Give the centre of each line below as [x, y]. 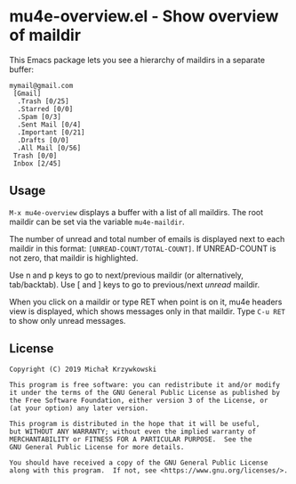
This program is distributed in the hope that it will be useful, [135, 423]
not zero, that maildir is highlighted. [74, 258]
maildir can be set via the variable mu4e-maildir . [97, 222]
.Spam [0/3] [40, 117]
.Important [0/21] [52, 132]
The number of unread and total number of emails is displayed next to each [147, 238]
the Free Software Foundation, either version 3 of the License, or [139, 400]
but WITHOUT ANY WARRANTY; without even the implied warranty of [132, 432]
